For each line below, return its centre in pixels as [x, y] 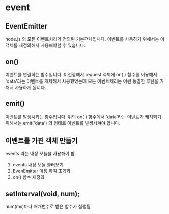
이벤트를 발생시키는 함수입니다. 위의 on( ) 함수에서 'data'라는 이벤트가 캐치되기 [83, 117]
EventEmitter [26, 26]
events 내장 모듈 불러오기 [38, 165]
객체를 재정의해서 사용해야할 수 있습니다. [45, 45]
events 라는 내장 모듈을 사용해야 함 [40, 154]
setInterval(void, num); [43, 193]
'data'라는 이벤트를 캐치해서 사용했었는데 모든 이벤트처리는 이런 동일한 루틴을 [82, 81]
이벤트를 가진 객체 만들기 [41, 141]
